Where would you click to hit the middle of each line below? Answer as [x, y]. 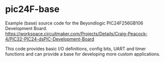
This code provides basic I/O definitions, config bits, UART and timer [76, 48]
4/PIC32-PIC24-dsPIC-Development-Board [50, 39]
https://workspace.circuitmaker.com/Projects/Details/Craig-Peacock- [77, 33]
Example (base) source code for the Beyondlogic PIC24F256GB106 [74, 23]
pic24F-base [32, 9]
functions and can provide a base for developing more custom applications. [83, 54]
